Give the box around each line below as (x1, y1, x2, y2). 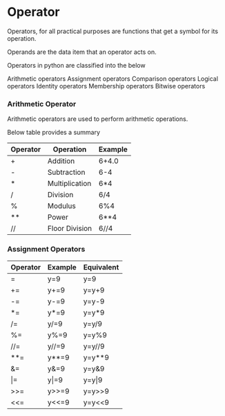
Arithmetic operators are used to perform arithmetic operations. (7, 115, 188, 123)
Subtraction (47, 167, 86, 177)
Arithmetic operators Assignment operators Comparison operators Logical (7, 74, 219, 83)
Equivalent (83, 262, 119, 272)
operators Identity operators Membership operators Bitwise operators (7, 82, 206, 90)
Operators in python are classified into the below (7, 61, 146, 69)
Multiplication (47, 179, 92, 189)
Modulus (47, 201, 76, 211)
